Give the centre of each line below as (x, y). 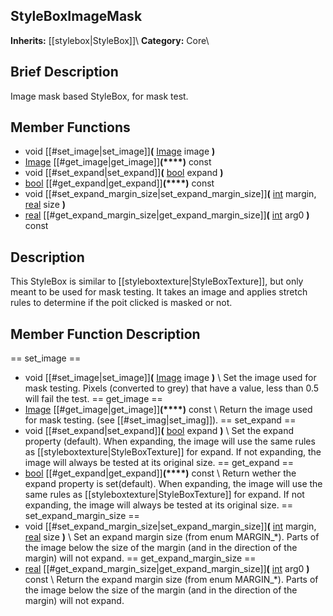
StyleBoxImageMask (76, 16)
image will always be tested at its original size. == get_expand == (159, 463)
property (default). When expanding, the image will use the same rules (170, 441)
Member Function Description (105, 334)
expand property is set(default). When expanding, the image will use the (173, 484)
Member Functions (70, 127)
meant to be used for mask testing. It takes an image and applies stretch (159, 292)
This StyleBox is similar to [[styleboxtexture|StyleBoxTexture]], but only (157, 281)
